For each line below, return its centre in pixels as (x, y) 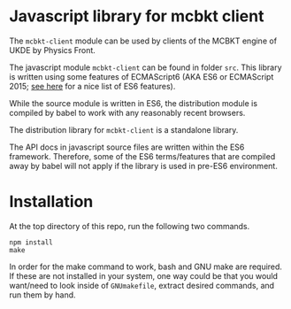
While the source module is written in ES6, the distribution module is (134, 103)
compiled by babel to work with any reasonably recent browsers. (127, 112)
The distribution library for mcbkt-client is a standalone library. (124, 129)
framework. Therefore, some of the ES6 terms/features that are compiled (142, 156)
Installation (51, 202)
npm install (31, 242)
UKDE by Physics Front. (52, 50)
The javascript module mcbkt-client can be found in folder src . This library (145, 67)
